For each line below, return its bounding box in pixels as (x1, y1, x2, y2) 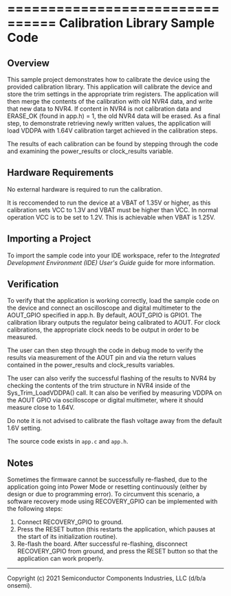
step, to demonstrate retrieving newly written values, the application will (7, 119, 211, 127)
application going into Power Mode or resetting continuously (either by (7, 483, 208, 491)
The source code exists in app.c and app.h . (7, 437, 129, 446)
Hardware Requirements (7, 167, 114, 179)
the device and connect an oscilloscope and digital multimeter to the (7, 303, 201, 312)
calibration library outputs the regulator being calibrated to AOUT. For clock (7, 319, 221, 327)
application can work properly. (16, 554, 104, 563)
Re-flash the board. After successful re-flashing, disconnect (16, 540, 188, 548)
